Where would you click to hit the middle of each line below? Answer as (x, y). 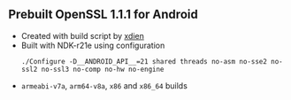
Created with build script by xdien (83, 35)
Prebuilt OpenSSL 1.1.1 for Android (103, 15)
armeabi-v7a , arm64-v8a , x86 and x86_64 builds (104, 85)
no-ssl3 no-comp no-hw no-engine (103, 69)
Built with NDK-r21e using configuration (93, 45)
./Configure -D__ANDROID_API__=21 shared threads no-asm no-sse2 (144, 61)
